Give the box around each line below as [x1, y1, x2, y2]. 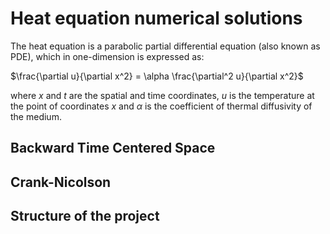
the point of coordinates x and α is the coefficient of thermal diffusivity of [10, 100, 313, 112]
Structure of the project [10, 208, 160, 225]
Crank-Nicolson [10, 173, 112, 191]
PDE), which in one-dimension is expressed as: [10, 50, 205, 62]
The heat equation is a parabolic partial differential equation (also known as [10, 40, 321, 52]
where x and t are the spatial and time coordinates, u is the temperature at [10, 89, 315, 101]
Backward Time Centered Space [10, 140, 216, 157]
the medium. [10, 110, 62, 122]
